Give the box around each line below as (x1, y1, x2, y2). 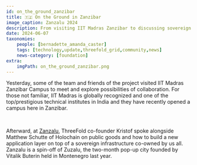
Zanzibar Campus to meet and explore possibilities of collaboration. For (6, 86, 180, 93)
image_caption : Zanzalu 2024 (6, 19, 78, 25)
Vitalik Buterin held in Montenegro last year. (6, 153, 112, 160)
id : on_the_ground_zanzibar (6, 8, 75, 15)
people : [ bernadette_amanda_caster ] (17, 42, 107, 48)
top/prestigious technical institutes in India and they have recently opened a (6, 98, 191, 105)
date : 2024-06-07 (6, 31, 49, 37)
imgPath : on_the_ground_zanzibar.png (17, 63, 110, 70)
